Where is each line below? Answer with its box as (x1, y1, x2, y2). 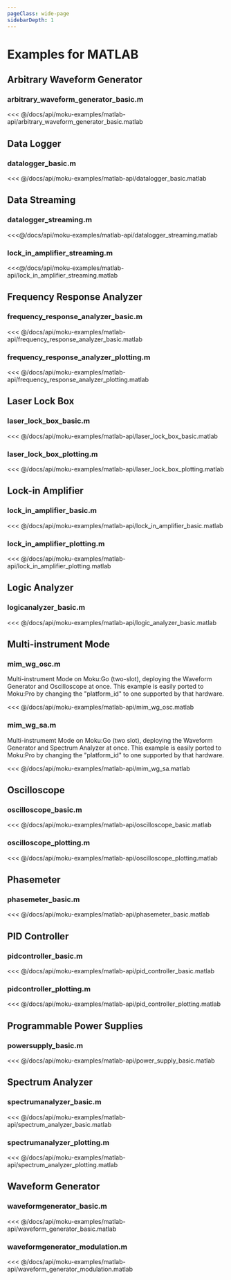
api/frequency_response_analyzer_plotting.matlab (7, 375, 149, 384)
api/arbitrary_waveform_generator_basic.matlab (7, 118, 143, 126)
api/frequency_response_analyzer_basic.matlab (7, 335, 143, 343)
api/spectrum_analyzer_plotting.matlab (7, 1161, 118, 1169)
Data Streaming (7, 195, 76, 206)
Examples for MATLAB (7, 46, 139, 62)
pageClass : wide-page (7, 10, 70, 17)
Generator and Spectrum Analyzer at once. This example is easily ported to (7, 743, 222, 752)
